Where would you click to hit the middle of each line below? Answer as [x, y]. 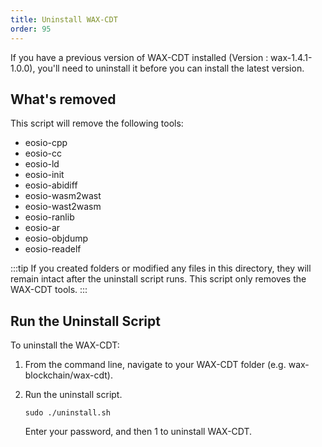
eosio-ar [42, 228]
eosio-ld [42, 164]
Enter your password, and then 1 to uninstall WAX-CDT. [138, 432]
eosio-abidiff [51, 185]
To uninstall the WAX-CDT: [65, 345]
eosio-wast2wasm [63, 207]
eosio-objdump [56, 238]
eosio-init [44, 175]
